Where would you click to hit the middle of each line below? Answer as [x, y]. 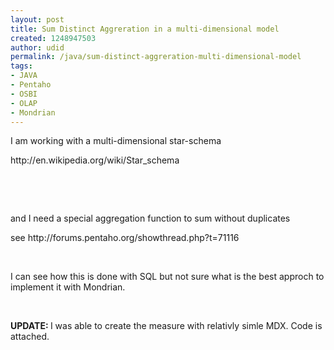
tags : [21, 66]
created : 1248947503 [53, 38]
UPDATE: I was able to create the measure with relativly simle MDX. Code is [166, 326]
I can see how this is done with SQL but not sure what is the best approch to [167, 277]
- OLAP [24, 103]
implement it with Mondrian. [68, 287]
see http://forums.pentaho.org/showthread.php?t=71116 [125, 238]
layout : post [37, 19]
